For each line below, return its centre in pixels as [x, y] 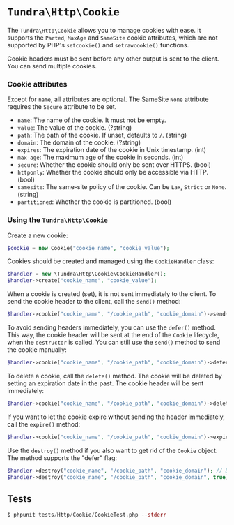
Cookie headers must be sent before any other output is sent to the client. [113, 59]
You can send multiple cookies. [52, 66]
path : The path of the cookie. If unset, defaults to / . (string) [102, 135]
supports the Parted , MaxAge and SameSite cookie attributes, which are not [112, 38]
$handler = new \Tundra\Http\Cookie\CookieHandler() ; [87, 274]
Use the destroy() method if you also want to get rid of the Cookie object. [112, 450]
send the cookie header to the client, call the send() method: [94, 302]
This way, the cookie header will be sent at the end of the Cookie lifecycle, [113, 335]
